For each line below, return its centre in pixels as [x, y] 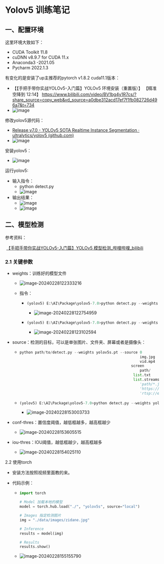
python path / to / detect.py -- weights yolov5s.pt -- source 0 [81, 352]
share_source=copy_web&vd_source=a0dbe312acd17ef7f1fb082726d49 [85, 100]
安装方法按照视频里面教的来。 [42, 472]
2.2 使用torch [19, 462]
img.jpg [147, 357]
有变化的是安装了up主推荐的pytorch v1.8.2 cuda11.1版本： [62, 78]
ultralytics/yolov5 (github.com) [43, 135]
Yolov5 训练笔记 [37, 10]
